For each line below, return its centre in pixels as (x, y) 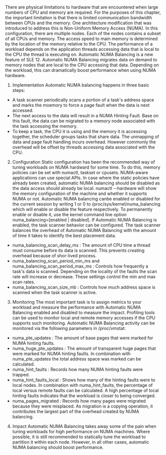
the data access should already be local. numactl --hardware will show (84, 188)
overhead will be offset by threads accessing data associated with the (83, 147)
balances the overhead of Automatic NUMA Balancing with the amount (84, 230)
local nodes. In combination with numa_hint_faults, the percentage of (83, 385)
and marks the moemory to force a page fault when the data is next (81, 105)
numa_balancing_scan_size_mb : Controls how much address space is (84, 287)
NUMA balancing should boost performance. (58, 447)
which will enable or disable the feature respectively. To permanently (82, 209)
